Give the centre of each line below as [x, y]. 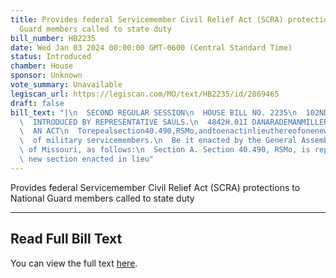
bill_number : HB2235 [53, 38]
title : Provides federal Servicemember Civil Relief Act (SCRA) [147, 19]
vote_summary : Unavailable [66, 85]
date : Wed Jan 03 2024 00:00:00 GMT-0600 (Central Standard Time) [151, 47]
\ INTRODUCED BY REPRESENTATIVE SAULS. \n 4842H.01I [133, 122]
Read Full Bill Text [66, 239]
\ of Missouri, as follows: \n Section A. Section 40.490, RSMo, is [165, 150]
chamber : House [42, 66]
